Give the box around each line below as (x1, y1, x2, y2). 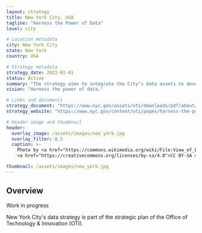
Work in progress (6, 202, 49, 209)
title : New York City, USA (6, 14, 74, 20)
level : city (6, 25, 36, 32)
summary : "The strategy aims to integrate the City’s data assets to (6, 80, 185, 87)
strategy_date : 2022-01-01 (6, 70, 74, 76)
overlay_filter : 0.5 (11, 136, 63, 142)
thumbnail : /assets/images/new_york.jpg (6, 163, 109, 169)
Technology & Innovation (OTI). (6, 220, 84, 227)
